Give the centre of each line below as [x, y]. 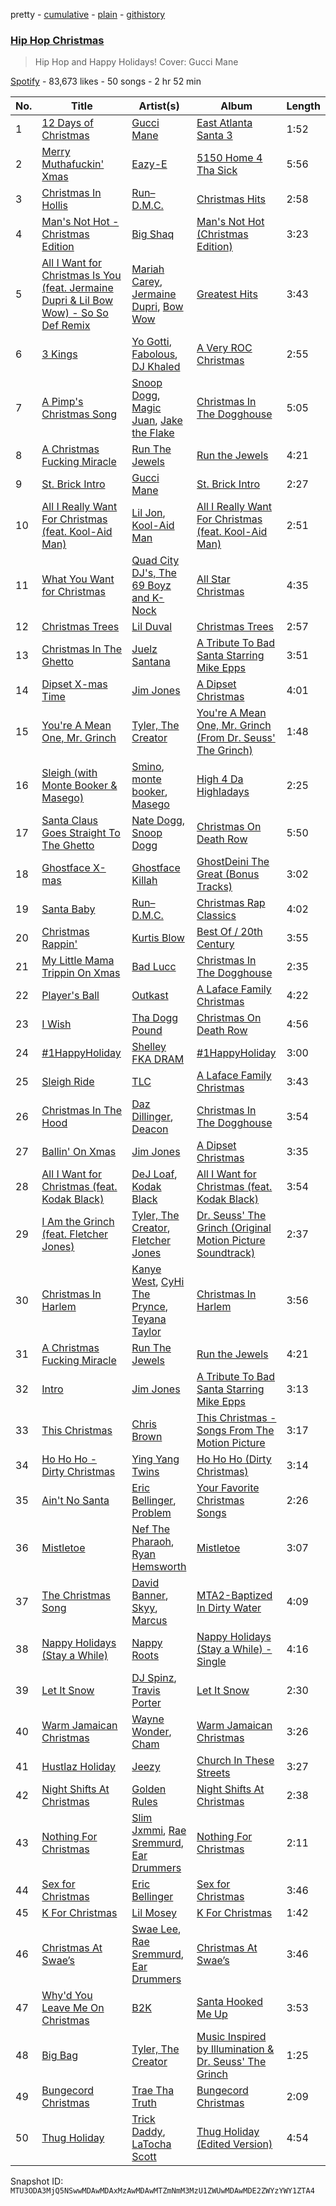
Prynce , [149, 1307]
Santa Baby [68, 909]
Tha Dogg [155, 1018]
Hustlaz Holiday [79, 1767]
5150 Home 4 [229, 158]
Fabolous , [154, 354]
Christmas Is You [81, 276]
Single [211, 1662]
